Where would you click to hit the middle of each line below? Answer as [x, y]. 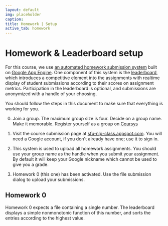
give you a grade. [30, 165]
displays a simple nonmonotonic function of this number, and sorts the [78, 212]
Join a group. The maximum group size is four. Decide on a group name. [87, 119]
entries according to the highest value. [45, 218]
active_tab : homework [28, 29]
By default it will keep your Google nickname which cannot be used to [85, 159]
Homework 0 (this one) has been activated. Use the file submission [82, 174]
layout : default [22, 10]
